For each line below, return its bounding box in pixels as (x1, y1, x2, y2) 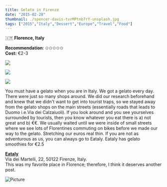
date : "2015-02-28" (5, 12, 46, 17)
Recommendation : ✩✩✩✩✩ (5, 45, 64, 51)
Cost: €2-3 (5, 50, 28, 56)
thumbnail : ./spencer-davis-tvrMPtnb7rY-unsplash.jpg (5, 16, 120, 21)
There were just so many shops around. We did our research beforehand (5, 93, 155, 99)
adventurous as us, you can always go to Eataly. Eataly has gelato (5, 136, 141, 142)
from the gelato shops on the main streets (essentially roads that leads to (5, 104, 156, 110)
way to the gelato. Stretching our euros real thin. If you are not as (5, 130, 139, 136)
